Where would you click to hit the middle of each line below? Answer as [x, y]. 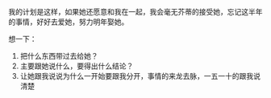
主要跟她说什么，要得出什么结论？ [77, 66]
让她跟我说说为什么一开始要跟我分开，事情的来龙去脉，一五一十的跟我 [137, 76]
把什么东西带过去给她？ [59, 56]
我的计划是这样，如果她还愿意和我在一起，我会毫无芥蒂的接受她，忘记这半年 [135, 12]
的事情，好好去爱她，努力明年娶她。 [69, 22]
